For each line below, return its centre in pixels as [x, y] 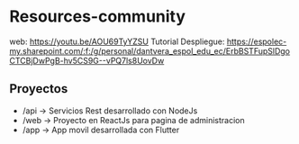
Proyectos [39, 89]
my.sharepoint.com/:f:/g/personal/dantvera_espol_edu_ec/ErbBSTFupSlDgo [150, 50]
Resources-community [98, 17]
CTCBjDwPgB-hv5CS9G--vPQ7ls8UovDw [87, 60]
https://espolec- [257, 41]
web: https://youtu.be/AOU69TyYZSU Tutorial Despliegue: [117, 41]
